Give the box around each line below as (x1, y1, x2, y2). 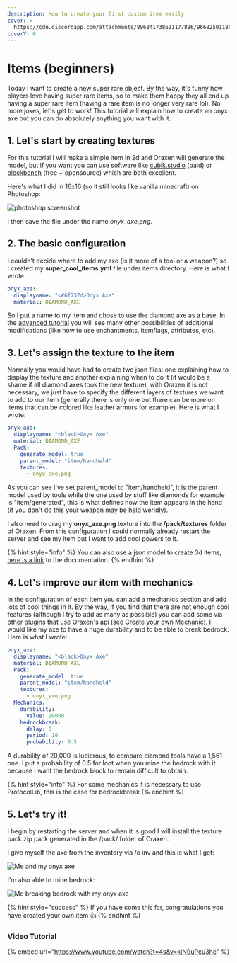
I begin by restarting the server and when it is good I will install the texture (7, 827, 223, 836)
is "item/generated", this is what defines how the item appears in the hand (7, 498, 223, 507)
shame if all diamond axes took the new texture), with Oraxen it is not (7, 380, 208, 389)
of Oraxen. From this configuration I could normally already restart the (7, 527, 211, 535)
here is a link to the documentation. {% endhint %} (7, 556, 154, 564)
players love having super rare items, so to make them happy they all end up (7, 91, 229, 100)
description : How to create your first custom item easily (7, 10, 185, 18)
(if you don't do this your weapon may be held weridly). (7, 506, 169, 514)
